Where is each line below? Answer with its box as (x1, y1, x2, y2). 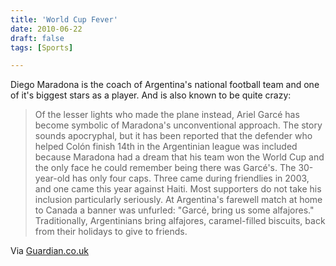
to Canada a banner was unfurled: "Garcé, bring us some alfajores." (34, 204, 315, 216)
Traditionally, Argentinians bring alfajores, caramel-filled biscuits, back (34, 215, 326, 227)
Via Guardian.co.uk (10, 245, 89, 257)
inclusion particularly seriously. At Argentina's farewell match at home (34, 194, 323, 206)
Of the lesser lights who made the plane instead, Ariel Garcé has (34, 109, 300, 121)
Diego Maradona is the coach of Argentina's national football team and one (10, 79, 320, 91)
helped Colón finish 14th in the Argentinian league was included (34, 141, 298, 153)
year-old (34, 172, 71, 185)
